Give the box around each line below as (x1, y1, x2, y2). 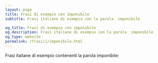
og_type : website (5, 34, 41, 39)
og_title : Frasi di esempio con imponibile (5, 25, 96, 30)
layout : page (5, 7, 32, 12)
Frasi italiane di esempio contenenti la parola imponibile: (5, 52, 119, 58)
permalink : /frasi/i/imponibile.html (5, 39, 83, 44)
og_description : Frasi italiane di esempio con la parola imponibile (5, 30, 154, 35)
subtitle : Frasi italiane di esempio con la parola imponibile (5, 16, 140, 21)
